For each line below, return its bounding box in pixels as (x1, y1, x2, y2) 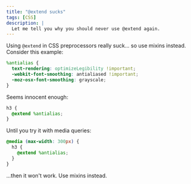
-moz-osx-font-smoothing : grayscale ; (11, 76, 107, 83)
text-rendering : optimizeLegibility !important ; (11, 66, 136, 72)
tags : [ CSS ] (6, 14, 36, 20)
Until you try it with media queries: (6, 127, 92, 134)
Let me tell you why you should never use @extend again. (11, 25, 161, 32)
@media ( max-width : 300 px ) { (6, 139, 80, 145)
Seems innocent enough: (6, 93, 69, 100)
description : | (6, 20, 45, 26)
